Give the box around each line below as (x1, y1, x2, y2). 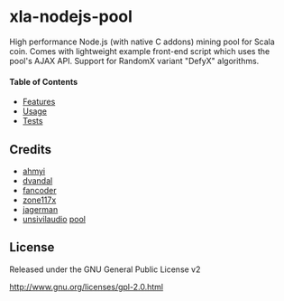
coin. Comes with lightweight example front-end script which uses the (9, 45, 270, 56)
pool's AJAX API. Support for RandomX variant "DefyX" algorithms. (9, 55, 260, 66)
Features (22, 97, 56, 108)
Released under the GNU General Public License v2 (9, 264, 201, 275)
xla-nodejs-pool (9, 6, 133, 27)
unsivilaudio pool (22, 213, 86, 224)
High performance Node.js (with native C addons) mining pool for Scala (9, 36, 275, 47)
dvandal (22, 174, 53, 186)
